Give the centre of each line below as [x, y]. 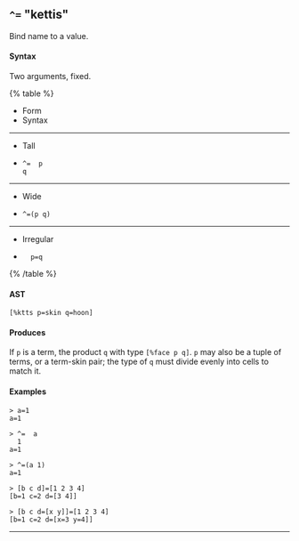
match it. [25, 371]
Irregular [38, 239]
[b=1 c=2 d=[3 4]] [43, 496]
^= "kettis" [39, 15]
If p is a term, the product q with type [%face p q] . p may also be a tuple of [145, 352]
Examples [28, 392]
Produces [28, 332]
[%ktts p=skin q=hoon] [51, 313]
